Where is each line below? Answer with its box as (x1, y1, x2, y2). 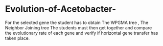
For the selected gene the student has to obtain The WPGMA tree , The (5, 20, 148, 25)
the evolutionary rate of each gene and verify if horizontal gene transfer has (5, 30, 158, 36)
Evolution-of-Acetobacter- (5, 3, 116, 15)
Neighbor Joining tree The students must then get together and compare (5, 24, 152, 30)
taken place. (5, 35, 30, 41)
